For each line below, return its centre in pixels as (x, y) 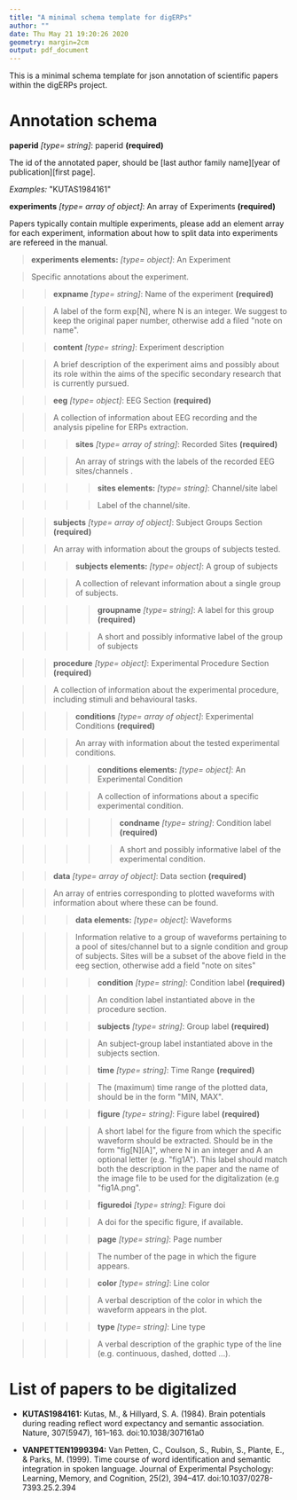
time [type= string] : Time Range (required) (176, 1071)
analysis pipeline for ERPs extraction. (121, 428)
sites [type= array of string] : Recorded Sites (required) (176, 444)
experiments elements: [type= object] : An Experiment (131, 260)
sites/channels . (104, 471)
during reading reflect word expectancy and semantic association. (143, 1423)
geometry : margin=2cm (49, 42)
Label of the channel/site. (144, 506)
